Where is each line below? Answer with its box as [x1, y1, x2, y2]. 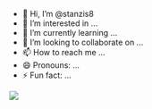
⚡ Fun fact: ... [21, 70, 72, 80]
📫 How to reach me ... [21, 47, 106, 57]
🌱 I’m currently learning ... [21, 28, 118, 38]
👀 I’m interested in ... [21, 18, 98, 29]
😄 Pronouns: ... [21, 60, 80, 71]
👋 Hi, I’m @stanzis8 [21, 9, 94, 19]
